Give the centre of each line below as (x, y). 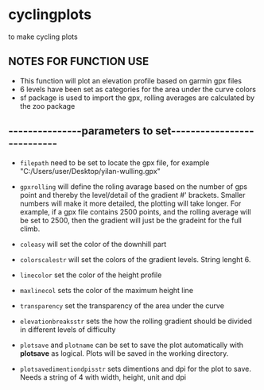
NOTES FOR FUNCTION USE (79, 62)
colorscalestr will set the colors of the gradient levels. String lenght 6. (135, 259)
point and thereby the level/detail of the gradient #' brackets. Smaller (132, 195)
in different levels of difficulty (68, 329)
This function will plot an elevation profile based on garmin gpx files (131, 80)
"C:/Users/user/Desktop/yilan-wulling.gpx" (90, 171)
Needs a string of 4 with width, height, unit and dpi (103, 377)
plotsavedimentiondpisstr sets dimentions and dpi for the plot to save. (136, 369)
